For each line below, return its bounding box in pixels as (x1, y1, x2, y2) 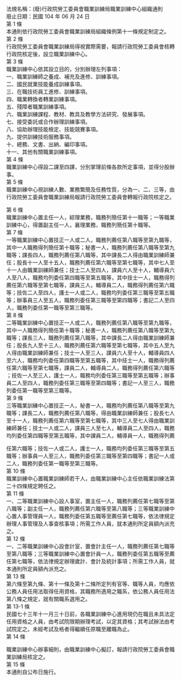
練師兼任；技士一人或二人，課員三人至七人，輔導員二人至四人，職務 (6, 424, 175, 432)
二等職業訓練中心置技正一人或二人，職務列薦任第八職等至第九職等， (6, 319, 175, 326)
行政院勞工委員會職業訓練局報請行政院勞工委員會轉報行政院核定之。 (6, 193, 175, 201)
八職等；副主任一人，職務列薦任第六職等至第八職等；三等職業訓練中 (6, 505, 175, 512)
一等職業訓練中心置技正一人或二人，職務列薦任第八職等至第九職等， (6, 237, 175, 243)
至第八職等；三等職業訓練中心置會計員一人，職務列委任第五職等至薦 (6, 550, 175, 557)
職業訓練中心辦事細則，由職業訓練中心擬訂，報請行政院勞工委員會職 (6, 646, 175, 653)
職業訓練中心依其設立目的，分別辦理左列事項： (6, 66, 122, 72)
